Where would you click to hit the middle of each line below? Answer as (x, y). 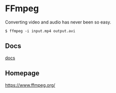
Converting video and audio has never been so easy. (58, 22)
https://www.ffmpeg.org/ (30, 85)
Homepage (22, 73)
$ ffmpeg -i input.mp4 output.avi (40, 31)
